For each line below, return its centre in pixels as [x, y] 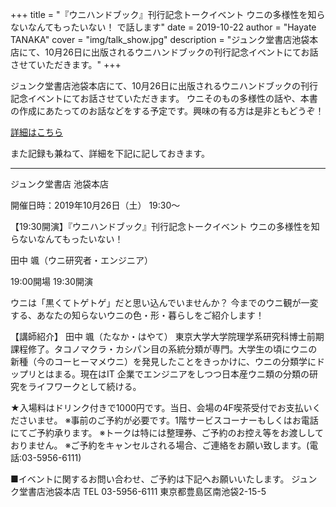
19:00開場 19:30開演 [51, 281]
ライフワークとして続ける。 [84, 386]
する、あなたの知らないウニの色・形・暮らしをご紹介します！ [137, 315]
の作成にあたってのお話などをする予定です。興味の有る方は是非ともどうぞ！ [167, 111]
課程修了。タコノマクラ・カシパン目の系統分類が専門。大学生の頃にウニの [164, 349]
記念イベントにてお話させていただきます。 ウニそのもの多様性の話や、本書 [164, 98]
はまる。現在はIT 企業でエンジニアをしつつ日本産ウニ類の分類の [177, 374]
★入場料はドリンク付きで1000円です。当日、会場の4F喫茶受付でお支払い [161, 407]
